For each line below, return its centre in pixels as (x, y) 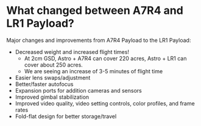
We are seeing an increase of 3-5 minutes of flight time (93, 71)
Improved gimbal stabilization (52, 97)
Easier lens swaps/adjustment (53, 78)
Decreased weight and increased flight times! (72, 51)
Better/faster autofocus (44, 84)
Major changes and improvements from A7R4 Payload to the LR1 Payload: (99, 40)
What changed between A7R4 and (95, 11)
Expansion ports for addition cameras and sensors (78, 90)
